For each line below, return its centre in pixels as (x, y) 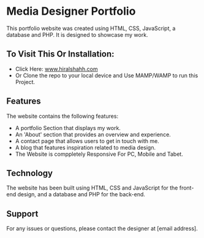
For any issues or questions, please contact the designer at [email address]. (102, 229)
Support (22, 214)
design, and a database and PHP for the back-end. (81, 194)
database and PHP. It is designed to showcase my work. (77, 34)
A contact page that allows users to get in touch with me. (87, 141)
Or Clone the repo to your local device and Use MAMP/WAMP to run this (107, 75)
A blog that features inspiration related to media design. (85, 147)
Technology (30, 173)
